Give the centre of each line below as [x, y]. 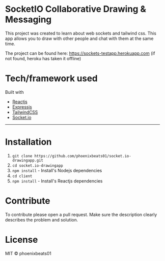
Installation [28, 142]
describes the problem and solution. [42, 220]
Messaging [28, 19]
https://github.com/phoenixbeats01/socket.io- [83, 156]
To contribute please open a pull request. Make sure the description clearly [81, 214]
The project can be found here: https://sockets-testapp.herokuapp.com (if [80, 53]
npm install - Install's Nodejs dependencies [57, 170]
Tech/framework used [51, 79]
